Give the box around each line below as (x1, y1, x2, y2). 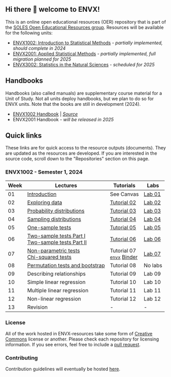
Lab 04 (143, 215, 161, 222)
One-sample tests (27, 224, 71, 231)
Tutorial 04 (109, 215, 137, 222)
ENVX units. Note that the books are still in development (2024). (5, 101, 141, 107)
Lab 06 (143, 235, 161, 242)
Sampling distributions (27, 215, 81, 222)
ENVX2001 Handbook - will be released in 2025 (12, 116, 114, 122)
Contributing (5, 354, 38, 361)
